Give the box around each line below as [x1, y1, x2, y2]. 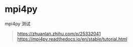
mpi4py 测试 [5, 20, 31, 26]
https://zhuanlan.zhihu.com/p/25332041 [17, 30, 101, 36]
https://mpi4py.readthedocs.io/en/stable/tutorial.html [17, 36, 128, 42]
